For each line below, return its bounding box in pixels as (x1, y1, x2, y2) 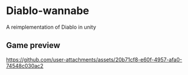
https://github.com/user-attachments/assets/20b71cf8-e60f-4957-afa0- (6, 56, 183, 63)
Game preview (6, 40, 61, 50)
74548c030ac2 (6, 62, 44, 69)
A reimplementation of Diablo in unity (6, 23, 96, 30)
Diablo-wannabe (6, 4, 90, 18)
